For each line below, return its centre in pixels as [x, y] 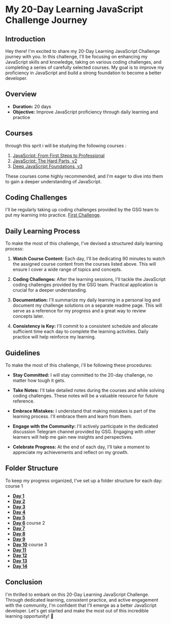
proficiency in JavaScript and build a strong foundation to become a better [83, 73]
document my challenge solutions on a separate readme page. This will [87, 305]
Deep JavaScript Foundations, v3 [48, 166]
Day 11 [19, 550]
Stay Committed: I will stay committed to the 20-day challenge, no [82, 375]
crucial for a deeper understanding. [50, 290]
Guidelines [23, 353]
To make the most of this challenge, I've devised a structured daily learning [84, 243]
